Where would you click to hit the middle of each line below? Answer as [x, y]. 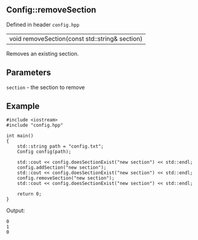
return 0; [30, 194]
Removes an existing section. [43, 53]
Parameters [29, 73]
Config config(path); [44, 152]
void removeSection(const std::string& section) [76, 39]
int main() [20, 136]
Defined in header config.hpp [43, 24]
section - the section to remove [46, 87]
